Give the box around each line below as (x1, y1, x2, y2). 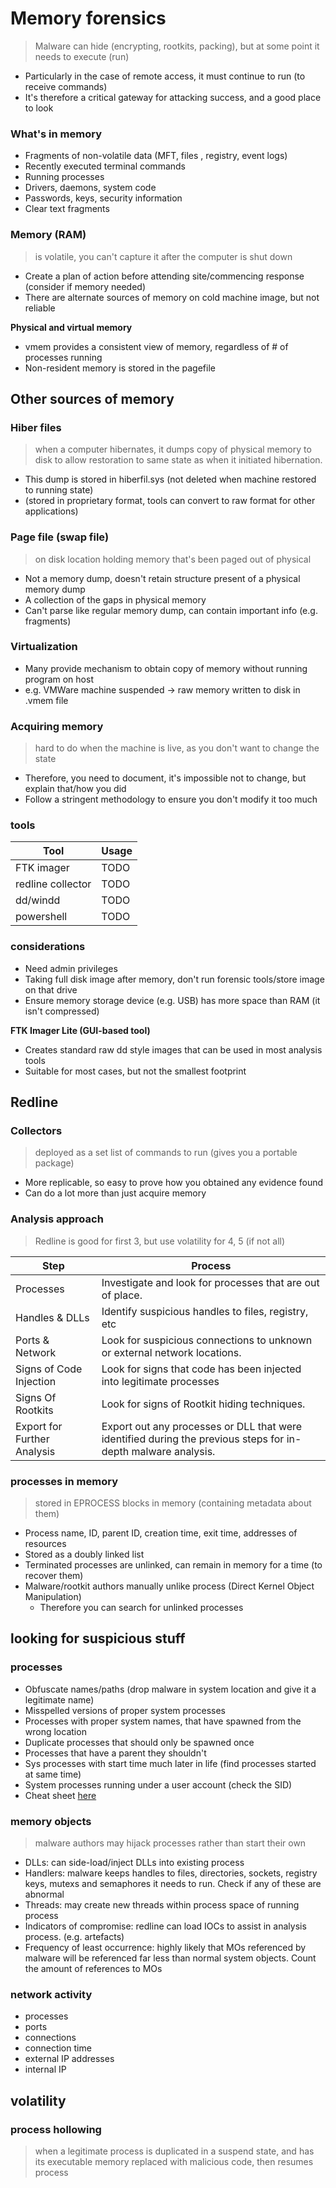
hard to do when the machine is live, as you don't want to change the (34, 742, 320, 754)
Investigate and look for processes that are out (101, 1275, 320, 1289)
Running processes (24, 171, 105, 183)
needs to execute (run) (34, 50, 130, 62)
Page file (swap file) (10, 530, 110, 544)
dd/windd (15, 893, 61, 907)
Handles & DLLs (15, 1310, 90, 1324)
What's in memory (10, 127, 102, 141)
